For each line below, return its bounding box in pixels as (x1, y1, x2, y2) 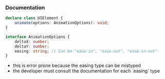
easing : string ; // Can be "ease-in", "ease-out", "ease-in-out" (14, 48, 158, 54)
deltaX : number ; (14, 39, 50, 44)
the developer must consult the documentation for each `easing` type (12, 68, 160, 74)
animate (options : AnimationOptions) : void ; (14, 20, 109, 25)
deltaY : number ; (14, 44, 50, 49)
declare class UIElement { (5, 16, 63, 21)
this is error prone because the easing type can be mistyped (12, 63, 141, 69)
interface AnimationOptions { (5, 34, 70, 39)
